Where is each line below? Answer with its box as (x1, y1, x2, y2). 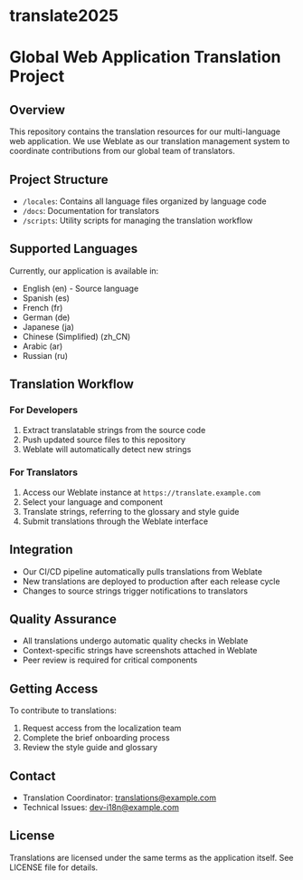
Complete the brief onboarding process (22, 732, 170, 743)
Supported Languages (9, 241, 138, 256)
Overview (9, 102, 66, 118)
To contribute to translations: (9, 705, 118, 716)
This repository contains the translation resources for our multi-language (9, 126, 281, 137)
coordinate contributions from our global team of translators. (9, 146, 235, 157)
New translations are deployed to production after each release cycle (22, 575, 280, 586)
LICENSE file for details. (9, 862, 99, 873)
